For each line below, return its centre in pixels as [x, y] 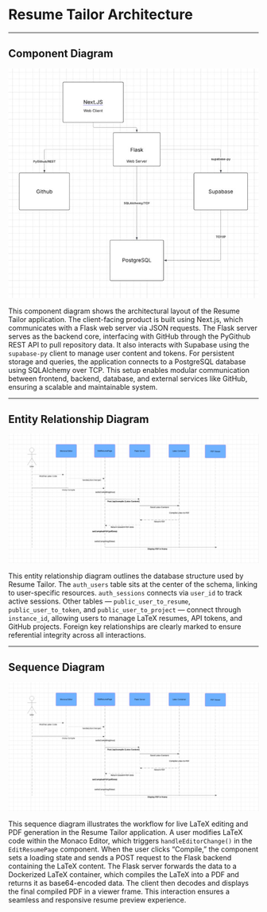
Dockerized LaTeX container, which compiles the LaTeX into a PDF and [124, 874]
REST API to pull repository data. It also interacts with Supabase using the [129, 344]
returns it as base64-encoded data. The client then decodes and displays [128, 883]
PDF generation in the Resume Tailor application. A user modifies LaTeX [126, 832]
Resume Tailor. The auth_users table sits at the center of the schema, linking [133, 584]
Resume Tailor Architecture [101, 15]
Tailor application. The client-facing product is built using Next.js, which [126, 319]
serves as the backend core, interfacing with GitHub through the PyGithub [130, 336]
